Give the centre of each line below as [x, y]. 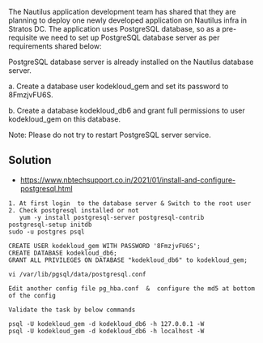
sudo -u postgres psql [47, 232]
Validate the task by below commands [72, 310]
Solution [30, 160]
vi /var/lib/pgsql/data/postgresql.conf [78, 274]
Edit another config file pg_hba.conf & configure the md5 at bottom [131, 288]
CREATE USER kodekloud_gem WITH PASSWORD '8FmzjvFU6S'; [104, 246]
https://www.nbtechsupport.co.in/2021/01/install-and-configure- [128, 180]
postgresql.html [46, 188]
